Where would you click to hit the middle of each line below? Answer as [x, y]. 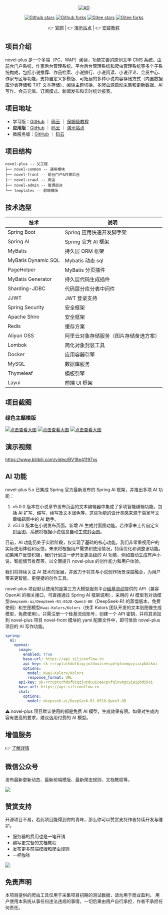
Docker [16, 355]
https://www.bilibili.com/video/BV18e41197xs [51, 460]
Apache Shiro [24, 317]
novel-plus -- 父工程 [26, 164]
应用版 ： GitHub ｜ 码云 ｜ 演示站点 [48, 127]
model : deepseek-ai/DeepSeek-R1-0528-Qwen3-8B [77, 701]
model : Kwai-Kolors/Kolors [55, 673]
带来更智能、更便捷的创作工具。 [38, 578]
